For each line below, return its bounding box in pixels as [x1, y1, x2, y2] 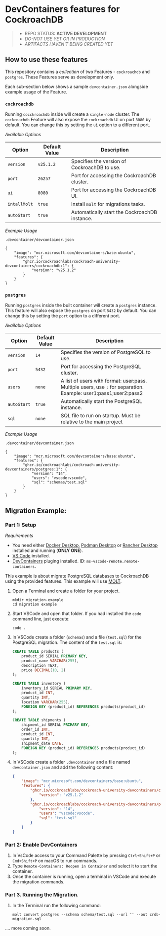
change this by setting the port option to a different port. [5, 313, 120, 319]
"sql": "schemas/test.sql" [31, 480, 87, 485]
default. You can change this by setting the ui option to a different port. [5, 122, 150, 128]
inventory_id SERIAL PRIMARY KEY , [21, 686, 92, 691]
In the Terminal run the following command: [12, 903, 101, 909]
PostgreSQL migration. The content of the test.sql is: [12, 639, 123, 645]
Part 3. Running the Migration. [5, 891, 79, 898]
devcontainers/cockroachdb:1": [5, 263, 70, 269]
